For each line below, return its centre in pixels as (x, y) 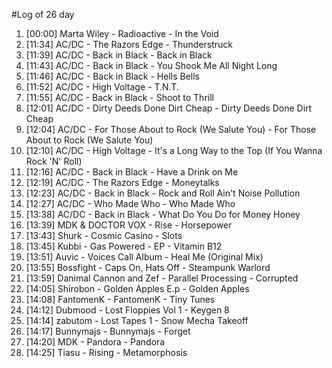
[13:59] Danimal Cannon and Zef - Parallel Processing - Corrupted (162, 278)
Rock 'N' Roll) (54, 161)
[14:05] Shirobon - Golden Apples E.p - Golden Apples (137, 288)
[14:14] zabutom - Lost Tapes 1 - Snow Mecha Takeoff (137, 320)
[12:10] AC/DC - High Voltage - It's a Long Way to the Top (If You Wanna (174, 150)
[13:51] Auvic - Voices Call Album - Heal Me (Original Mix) (144, 257)
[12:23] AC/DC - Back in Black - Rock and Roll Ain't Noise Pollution (163, 193)
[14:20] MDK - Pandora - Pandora (95, 342)
